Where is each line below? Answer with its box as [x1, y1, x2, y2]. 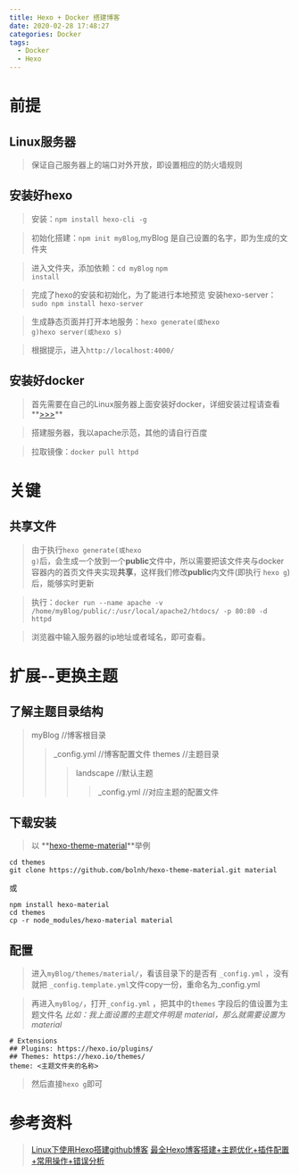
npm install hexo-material [9, 901, 110, 910]
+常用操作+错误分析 [30, 1155, 105, 1166]
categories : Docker [9, 29, 82, 38]
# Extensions [9, 1037, 58, 1045]
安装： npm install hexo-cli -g [30, 213, 147, 224]
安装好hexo [9, 188, 73, 204]
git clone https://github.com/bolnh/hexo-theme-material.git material [9, 866, 278, 875]
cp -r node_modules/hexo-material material [9, 916, 174, 925]
